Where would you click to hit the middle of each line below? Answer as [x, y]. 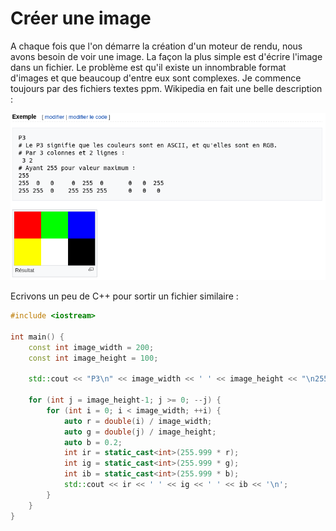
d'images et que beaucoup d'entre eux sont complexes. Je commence [156, 78]
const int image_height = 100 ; [93, 358]
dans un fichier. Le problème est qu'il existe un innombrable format [148, 67]
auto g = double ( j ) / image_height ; [140, 432]
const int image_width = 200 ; [91, 347]
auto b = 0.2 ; [93, 442]
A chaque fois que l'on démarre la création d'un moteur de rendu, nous [156, 46]
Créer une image [81, 18]
